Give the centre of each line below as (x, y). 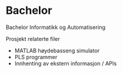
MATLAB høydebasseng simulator (57, 50)
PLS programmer (36, 57)
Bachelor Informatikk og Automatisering (56, 27)
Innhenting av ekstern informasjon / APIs (65, 63)
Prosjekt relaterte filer (33, 39)
